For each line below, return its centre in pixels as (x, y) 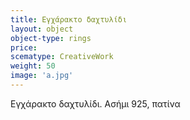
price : (24, 47)
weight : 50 (33, 66)
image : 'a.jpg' (42, 76)
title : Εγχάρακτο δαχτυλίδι (69, 19)
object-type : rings (51, 38)
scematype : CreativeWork (62, 57)
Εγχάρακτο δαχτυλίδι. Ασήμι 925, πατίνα (95, 103)
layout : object (42, 29)
